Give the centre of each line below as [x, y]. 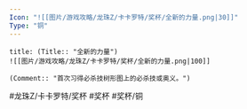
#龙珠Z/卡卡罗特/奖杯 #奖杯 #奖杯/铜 [76, 96]
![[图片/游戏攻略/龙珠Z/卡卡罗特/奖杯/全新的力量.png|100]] [110, 61]
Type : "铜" [29, 26]
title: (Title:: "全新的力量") [64, 51]
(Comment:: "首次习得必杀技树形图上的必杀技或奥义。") [100, 78]
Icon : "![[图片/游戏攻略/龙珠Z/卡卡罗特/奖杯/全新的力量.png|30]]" [124, 17]
